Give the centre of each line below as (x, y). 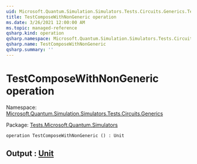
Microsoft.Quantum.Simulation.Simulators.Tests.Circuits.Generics (84, 113)
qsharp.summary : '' (30, 50)
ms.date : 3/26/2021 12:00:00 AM (45, 22)
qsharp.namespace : (28, 39)
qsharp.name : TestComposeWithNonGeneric (56, 45)
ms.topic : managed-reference (42, 28)
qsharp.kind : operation (35, 33)
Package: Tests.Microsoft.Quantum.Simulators (62, 125)
